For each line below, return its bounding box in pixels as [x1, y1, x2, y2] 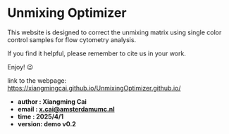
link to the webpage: [7, 76, 67, 85]
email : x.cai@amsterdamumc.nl [17, 105, 115, 113]
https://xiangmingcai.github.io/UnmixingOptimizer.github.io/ [7, 83, 181, 92]
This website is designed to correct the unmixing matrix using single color [7, 28, 222, 36]
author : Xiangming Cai [17, 97, 87, 106]
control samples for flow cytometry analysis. [7, 35, 136, 43]
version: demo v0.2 [17, 119, 76, 128]
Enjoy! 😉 [7, 62, 34, 71]
